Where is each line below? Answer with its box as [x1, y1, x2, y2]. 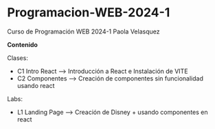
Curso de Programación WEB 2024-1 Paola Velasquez [7, 27, 160, 35]
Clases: [7, 53, 29, 62]
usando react [16, 81, 55, 89]
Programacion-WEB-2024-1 [7, 5, 170, 20]
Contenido [7, 40, 38, 48]
